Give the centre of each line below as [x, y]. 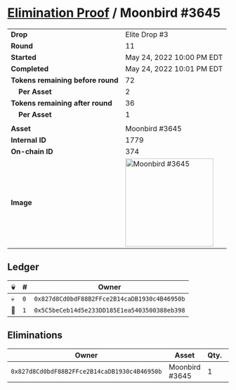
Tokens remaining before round [65, 80]
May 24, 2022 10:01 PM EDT [174, 68]
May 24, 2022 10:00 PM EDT [174, 57]
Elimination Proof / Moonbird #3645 [114, 13]
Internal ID [29, 140]
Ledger [23, 267]
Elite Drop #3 [147, 34]
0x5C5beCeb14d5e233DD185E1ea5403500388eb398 [110, 310]
